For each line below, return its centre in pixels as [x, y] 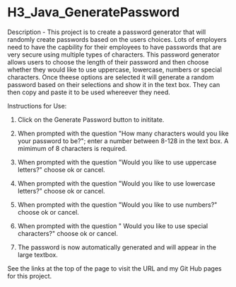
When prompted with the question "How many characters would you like [123, 133]
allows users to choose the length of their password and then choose [108, 62]
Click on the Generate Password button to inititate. [91, 119]
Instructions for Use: [37, 106]
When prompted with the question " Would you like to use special [113, 226]
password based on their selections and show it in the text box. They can [114, 84]
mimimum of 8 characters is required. [72, 148]
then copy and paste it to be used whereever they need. [89, 92]
